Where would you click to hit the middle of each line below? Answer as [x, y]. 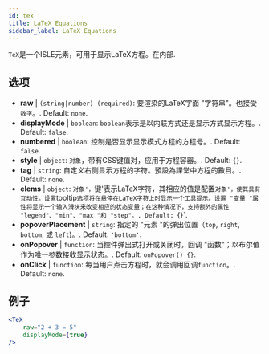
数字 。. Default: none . [54, 113]
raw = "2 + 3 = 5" [50, 327]
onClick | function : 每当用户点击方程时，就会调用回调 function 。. [128, 265]
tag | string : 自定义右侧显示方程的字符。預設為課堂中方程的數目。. [130, 170]
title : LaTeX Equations [48, 23]
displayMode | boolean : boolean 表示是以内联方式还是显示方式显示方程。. [140, 123]
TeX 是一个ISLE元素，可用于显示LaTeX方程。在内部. [92, 55]
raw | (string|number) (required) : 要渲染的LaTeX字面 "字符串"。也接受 [139, 103]
